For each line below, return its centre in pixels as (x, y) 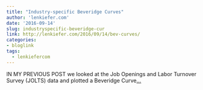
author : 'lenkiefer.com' (38, 18)
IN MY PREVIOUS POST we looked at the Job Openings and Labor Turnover (101, 74)
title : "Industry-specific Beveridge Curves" (65, 12)
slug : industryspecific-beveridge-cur (55, 29)
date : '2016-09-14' (31, 23)
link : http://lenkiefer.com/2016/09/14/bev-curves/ (73, 34)
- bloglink (20, 46)
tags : (13, 51)
